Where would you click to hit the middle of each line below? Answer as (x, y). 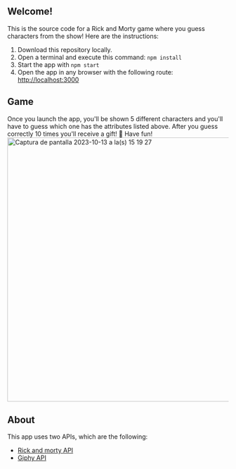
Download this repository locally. (65, 49)
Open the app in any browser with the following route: (95, 72)
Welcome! (30, 12)
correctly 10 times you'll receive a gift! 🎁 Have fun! (80, 134)
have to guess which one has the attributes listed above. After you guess (113, 126)
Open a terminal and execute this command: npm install (100, 57)
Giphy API (32, 458)
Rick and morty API (45, 451)
